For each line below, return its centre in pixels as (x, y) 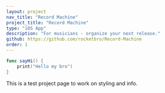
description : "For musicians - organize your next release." (83, 34)
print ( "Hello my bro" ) (45, 66)
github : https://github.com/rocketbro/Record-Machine (74, 39)
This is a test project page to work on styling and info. (72, 83)
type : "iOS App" (26, 28)
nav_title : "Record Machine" (42, 17)
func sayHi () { (25, 61)
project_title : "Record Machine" (47, 23)
